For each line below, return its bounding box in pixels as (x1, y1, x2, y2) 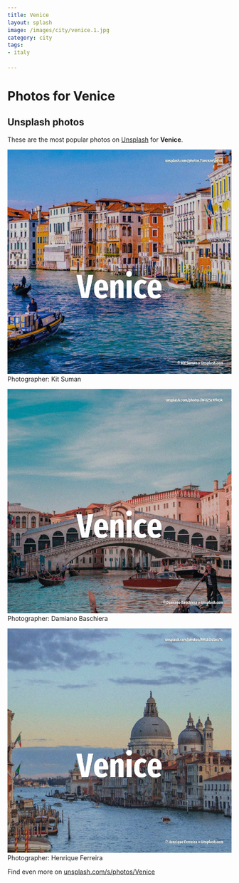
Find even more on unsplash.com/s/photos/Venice (7, 867, 155, 876)
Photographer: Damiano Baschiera (7, 614, 108, 622)
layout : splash (7, 19, 53, 26)
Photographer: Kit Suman (7, 375, 82, 383)
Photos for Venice (7, 88, 116, 105)
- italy (7, 49, 31, 56)
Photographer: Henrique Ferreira (7, 853, 103, 862)
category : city (7, 34, 53, 41)
